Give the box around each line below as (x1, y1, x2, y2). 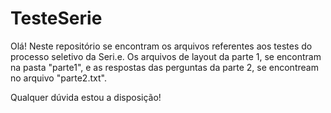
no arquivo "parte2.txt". (10, 72, 107, 84)
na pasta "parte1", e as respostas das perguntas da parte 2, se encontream (10, 61, 319, 73)
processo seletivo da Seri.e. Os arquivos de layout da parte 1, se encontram (10, 50, 322, 62)
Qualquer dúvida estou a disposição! (10, 91, 162, 103)
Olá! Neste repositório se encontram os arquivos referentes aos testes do (10, 40, 313, 52)
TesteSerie (10, 7, 103, 30)
